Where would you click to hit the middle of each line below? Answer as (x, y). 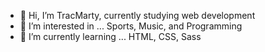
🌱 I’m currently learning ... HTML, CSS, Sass (110, 36)
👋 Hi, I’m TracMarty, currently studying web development (137, 15)
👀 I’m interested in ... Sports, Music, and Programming (131, 26)
